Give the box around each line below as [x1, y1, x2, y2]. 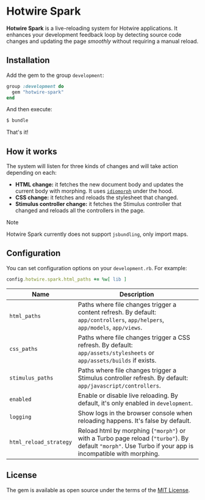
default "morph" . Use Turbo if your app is [77, 441, 194, 450]
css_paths [9, 345, 38, 352]
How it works [6, 146, 57, 156]
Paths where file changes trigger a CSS [77, 333, 190, 342]
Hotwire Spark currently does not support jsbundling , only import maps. [6, 230, 189, 238]
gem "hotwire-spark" [12, 89, 64, 95]
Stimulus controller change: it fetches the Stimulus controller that [15, 200, 182, 208]
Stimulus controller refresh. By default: [77, 373, 189, 382]
